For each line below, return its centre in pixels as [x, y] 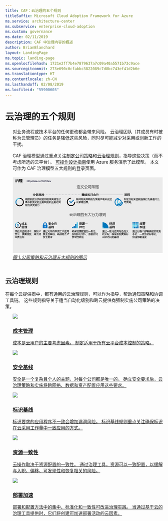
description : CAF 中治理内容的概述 [39, 43]
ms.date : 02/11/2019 [27, 37]
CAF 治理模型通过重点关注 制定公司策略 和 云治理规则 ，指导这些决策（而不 [87, 156]
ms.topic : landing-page [30, 58]
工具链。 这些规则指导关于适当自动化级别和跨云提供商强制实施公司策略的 [80, 300]
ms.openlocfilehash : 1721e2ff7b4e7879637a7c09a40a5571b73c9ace [72, 63]
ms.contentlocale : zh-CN [31, 79]
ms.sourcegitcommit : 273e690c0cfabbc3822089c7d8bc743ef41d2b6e [72, 69]
